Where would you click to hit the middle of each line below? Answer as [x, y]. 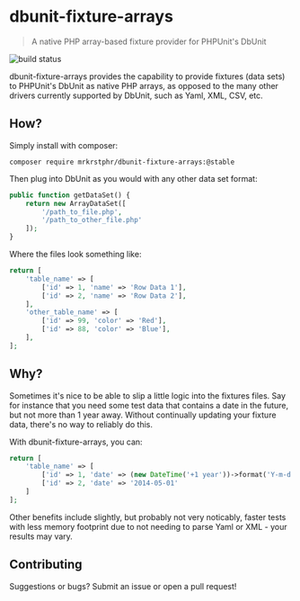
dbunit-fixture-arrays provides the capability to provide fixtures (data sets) [147, 76]
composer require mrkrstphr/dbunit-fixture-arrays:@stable [122, 162]
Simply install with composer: [64, 145]
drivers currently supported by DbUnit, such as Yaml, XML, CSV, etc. [136, 95]
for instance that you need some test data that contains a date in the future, [149, 405]
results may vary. [41, 536]
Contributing [46, 565]
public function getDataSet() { [70, 195]
